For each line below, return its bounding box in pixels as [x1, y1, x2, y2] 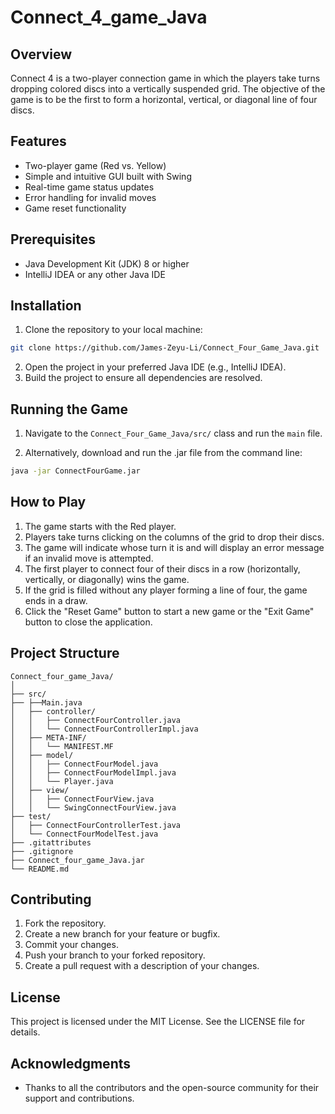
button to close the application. [24, 616, 153, 628]
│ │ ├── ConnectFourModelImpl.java [10, 767, 177, 778]
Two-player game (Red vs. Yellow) [24, 159, 167, 171]
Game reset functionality [24, 202, 127, 214]
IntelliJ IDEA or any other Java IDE [24, 268, 166, 280]
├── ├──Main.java [10, 697, 83, 708]
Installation [10, 297, 82, 315]
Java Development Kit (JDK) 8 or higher [24, 257, 190, 270]
